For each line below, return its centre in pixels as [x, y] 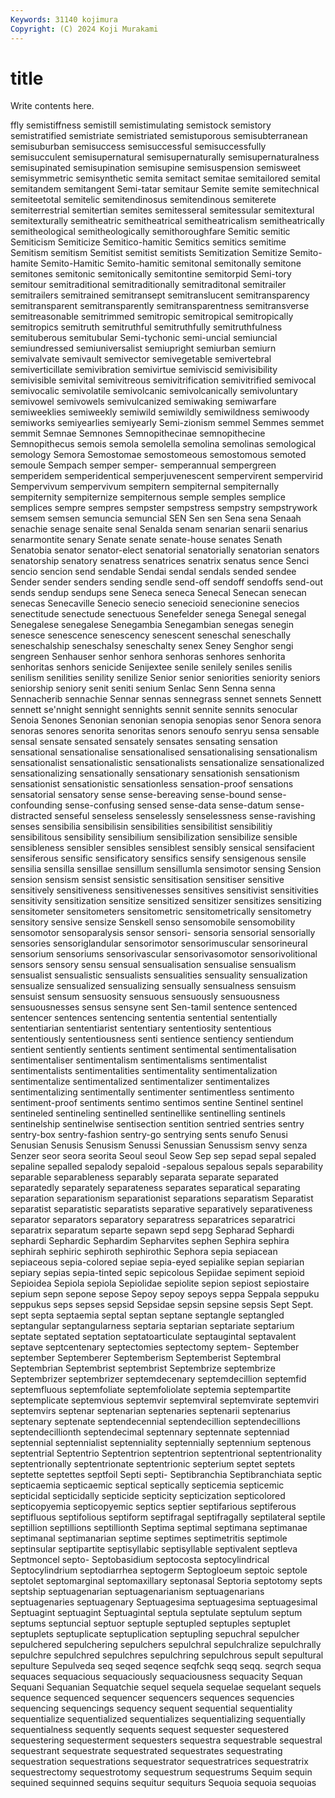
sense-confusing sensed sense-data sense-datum [169, 805]
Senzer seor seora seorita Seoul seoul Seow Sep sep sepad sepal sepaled [163, 1156]
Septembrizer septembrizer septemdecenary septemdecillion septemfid [158, 1379]
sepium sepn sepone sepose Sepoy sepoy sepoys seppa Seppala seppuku [165, 1294]
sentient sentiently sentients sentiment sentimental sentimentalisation [153, 1050]
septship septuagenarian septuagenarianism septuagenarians [137, 1592]
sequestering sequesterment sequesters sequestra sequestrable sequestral [166, 1740]
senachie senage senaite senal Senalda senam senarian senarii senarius [159, 529]
